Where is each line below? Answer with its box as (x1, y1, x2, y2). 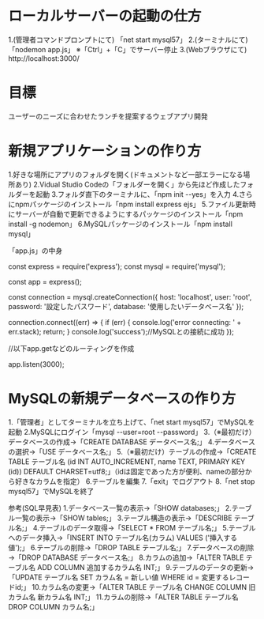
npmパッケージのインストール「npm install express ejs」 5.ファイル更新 (14, 199, 250, 209)
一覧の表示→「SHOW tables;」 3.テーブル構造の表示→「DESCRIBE (14, 513, 232, 523)
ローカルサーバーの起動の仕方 (8, 7, 202, 25)
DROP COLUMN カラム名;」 (8, 602, 99, 611)
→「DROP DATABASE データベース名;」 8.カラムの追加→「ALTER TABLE (8, 553, 244, 562)
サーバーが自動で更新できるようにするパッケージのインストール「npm (14, 209, 244, 218)
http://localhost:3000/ (8, 53, 80, 63)
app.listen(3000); (8, 359, 65, 368)
